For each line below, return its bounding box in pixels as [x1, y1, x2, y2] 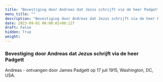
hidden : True [5, 30, 32, 34]
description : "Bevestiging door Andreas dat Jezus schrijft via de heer [5, 16, 155, 21]
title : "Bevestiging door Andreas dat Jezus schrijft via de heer [5, 7, 142, 12]
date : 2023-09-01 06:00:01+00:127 [5, 20, 75, 26]
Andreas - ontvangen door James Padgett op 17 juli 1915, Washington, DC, [5, 67, 154, 73]
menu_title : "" [5, 12, 36, 16]
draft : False [5, 25, 32, 30]
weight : [5, 34, 21, 39]
